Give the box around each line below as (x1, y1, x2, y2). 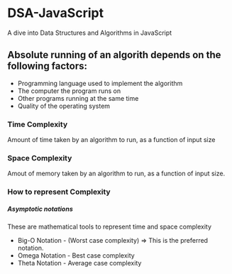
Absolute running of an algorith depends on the (7, 49, 221, 61)
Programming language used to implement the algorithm (17, 79, 183, 87)
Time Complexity (7, 119, 68, 129)
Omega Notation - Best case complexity (17, 251, 135, 260)
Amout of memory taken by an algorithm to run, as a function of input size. (7, 169, 226, 178)
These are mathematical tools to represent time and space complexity (7, 222, 211, 231)
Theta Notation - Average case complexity (17, 259, 142, 268)
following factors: (7, 60, 87, 72)
